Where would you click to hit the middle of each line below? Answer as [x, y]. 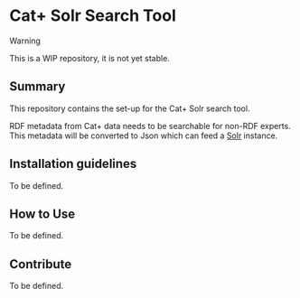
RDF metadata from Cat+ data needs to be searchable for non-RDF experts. [150, 126]
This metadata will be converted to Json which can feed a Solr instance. [144, 135]
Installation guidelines [73, 164]
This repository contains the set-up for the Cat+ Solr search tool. [130, 108]
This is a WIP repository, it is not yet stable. [89, 58]
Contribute [41, 264]
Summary [37, 87]
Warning [25, 41]
